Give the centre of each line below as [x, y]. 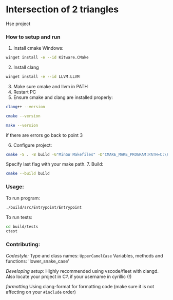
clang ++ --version [25, 107]
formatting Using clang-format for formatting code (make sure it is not [80, 286]
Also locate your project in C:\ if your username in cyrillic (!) [69, 276]
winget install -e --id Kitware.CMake [47, 57]
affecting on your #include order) [41, 292]
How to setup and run [33, 37]
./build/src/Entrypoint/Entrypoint [44, 207]
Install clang [26, 67]
